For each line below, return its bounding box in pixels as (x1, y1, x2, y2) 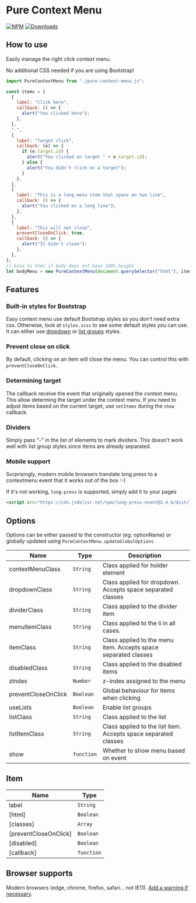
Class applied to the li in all (102, 619, 176, 627)
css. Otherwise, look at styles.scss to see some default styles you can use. (6, 321, 188, 329)
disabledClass (9, 663, 48, 672)
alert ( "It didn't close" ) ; (21, 241, 87, 247)
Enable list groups (102, 703, 152, 712)
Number (72, 678, 92, 684)
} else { (21, 159, 43, 165)
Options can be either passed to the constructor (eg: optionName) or (6, 531, 171, 538)
